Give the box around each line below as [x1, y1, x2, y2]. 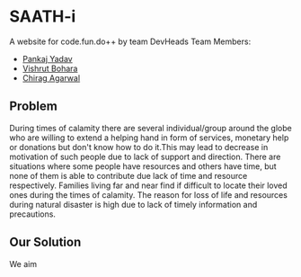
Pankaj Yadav [22, 53, 74, 64]
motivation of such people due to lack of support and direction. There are [9, 151, 281, 162]
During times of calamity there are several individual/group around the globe [9, 122, 292, 133]
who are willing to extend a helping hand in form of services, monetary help [9, 132, 289, 143]
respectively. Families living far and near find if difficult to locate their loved [9, 180, 288, 191]
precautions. [9, 209, 57, 219]
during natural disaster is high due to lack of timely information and [9, 199, 258, 210]
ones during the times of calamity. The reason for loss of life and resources [9, 189, 288, 200]
